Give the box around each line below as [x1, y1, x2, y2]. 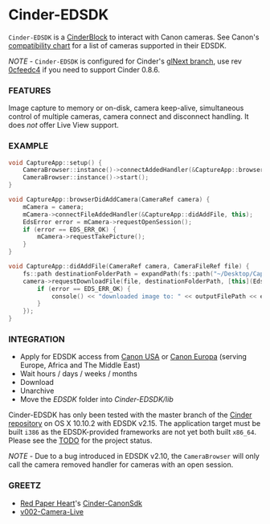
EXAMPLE [8, 141, 49, 152]
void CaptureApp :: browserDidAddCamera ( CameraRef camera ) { [8, 195, 211, 204]
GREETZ [8, 480, 42, 491]
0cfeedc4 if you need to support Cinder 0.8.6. [8, 64, 161, 74]
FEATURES [8, 84, 51, 96]
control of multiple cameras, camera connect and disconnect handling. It [8, 112, 249, 121]
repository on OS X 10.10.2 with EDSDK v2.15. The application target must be [8, 419, 261, 428]
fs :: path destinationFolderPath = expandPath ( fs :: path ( [22, 269, 215, 278]
